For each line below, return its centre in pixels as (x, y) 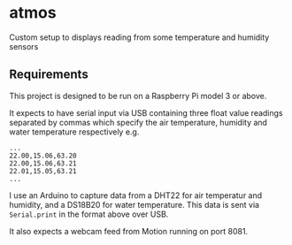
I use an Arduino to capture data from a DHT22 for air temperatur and (136, 195)
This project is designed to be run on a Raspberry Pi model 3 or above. (138, 96)
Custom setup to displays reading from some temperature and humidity (139, 37)
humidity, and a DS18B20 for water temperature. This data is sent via (134, 204)
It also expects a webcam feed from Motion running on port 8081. (129, 231)
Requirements (49, 75)
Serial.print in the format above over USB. (89, 214)
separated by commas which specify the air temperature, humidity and (138, 122)
